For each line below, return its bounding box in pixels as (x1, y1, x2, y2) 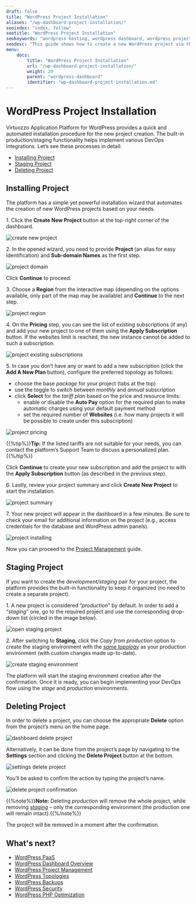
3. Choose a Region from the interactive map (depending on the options (6, 285, 179, 293)
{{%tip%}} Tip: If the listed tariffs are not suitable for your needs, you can (6, 440, 182, 447)
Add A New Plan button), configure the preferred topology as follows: (6, 369, 174, 376)
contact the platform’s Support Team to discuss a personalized (6, 446, 157, 453)
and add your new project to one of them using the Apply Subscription (6, 327, 177, 334)
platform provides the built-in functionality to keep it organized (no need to (6, 584, 185, 591)
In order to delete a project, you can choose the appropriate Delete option (6, 717, 184, 724)
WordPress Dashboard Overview (14, 860, 93, 867)
